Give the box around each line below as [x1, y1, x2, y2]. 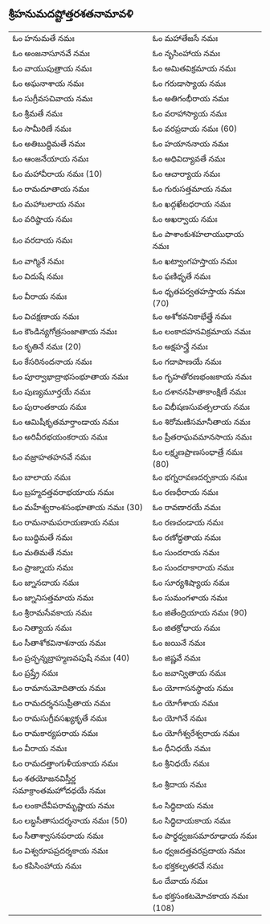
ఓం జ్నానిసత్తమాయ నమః [12, 591, 94, 603]
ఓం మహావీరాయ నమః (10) [12, 168, 103, 179]
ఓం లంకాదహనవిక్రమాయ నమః [152, 325, 252, 337]
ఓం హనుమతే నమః [12, 32, 75, 43]
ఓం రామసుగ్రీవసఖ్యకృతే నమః [12, 712, 107, 723]
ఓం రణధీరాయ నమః [152, 486, 219, 497]
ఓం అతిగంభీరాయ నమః [152, 92, 229, 104]
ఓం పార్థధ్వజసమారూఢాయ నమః [152, 830, 257, 841]
